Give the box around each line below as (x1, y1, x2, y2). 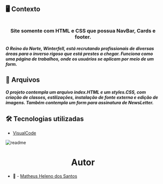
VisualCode (12, 130, 36, 136)
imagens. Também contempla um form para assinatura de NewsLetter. (5, 100, 154, 106)
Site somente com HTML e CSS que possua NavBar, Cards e (10, 27, 156, 34)
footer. (75, 33, 91, 40)
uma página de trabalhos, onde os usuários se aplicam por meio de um (5, 56, 154, 62)
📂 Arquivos (5, 75, 40, 84)
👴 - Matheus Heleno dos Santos (12, 173, 78, 179)
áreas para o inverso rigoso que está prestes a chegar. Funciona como (5, 51, 153, 57)
